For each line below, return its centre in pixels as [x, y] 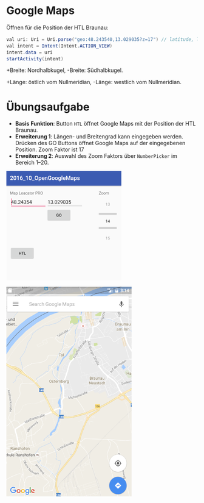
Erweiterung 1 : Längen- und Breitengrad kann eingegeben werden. [99, 137]
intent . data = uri [29, 52]
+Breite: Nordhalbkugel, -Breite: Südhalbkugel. [65, 70]
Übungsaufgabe [48, 107]
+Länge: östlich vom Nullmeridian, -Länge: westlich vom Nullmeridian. [94, 82]
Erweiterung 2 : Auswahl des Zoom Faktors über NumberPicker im [96, 156]
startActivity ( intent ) [35, 59]
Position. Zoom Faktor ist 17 [49, 149]
